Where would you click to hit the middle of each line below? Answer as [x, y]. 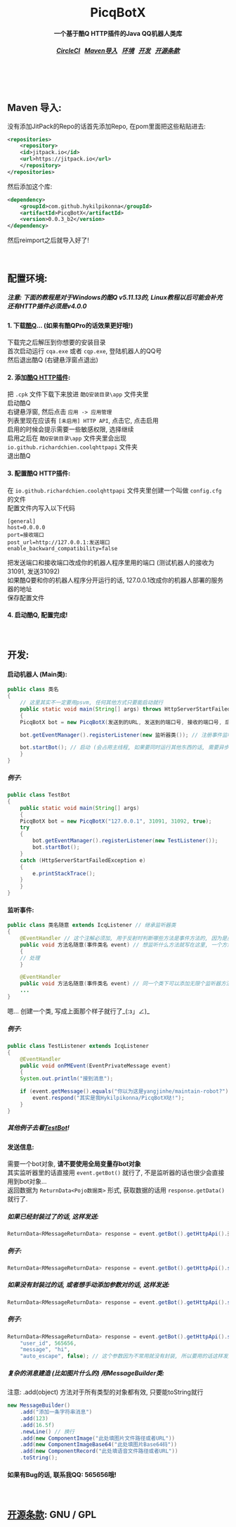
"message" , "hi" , [45, 1350]
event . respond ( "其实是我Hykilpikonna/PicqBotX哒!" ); [109, 1098]
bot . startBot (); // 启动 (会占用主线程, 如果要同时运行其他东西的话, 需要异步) [126, 748]
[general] [22, 521]
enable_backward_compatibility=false [63, 548]
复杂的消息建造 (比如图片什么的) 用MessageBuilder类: [86, 1373]
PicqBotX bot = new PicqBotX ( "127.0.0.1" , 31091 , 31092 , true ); [116, 821]
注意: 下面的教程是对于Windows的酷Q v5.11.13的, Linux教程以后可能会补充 [115, 298]
